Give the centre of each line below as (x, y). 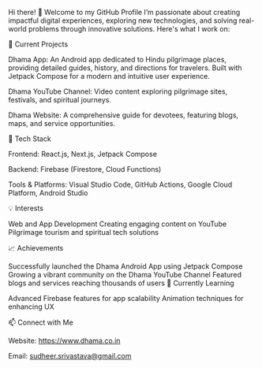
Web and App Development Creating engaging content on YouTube (118, 224)
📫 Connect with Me (41, 322)
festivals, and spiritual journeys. (60, 100)
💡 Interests (26, 208)
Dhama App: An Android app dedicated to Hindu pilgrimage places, (118, 59)
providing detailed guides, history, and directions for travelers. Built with (125, 68)
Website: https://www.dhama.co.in (64, 340)
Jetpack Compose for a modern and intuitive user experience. (109, 76)
